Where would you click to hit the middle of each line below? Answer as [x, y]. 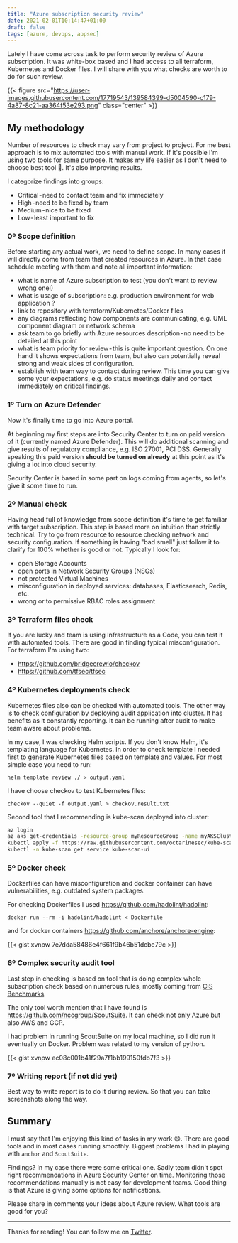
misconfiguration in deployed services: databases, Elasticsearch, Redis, [122, 586]
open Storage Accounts [52, 563]
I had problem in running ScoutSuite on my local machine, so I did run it [112, 1036]
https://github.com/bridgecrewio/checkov [79, 664]
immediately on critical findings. [64, 386]
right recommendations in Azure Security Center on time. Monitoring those [116, 1175]
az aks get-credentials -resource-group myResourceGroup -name [103, 836]
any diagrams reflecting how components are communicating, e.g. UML [122, 318]
